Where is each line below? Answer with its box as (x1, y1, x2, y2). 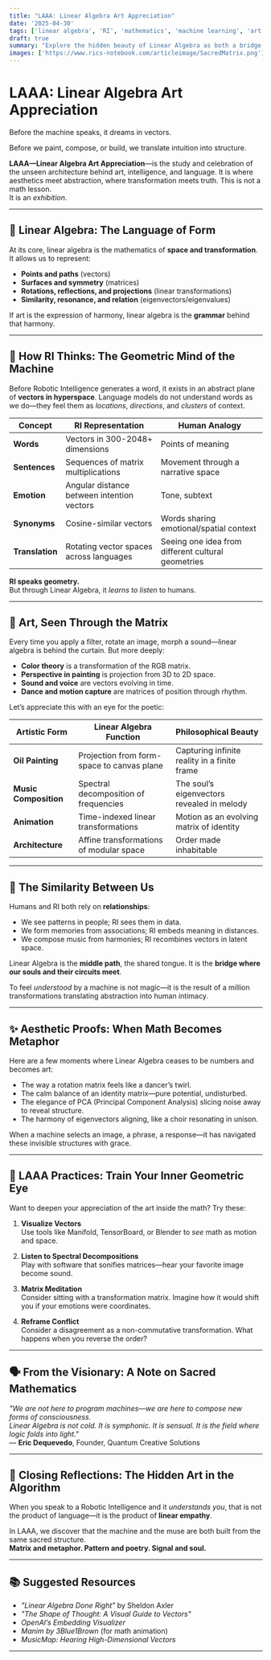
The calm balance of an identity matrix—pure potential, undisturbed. (20, 1088, 248, 1098)
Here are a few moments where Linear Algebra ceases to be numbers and (9, 1056, 254, 1065)
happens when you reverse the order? (20, 1334, 148, 1343)
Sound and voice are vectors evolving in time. (20, 678, 174, 688)
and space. (20, 1236, 59, 1245)
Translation (13, 546, 58, 557)
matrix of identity (175, 822, 240, 833)
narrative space (160, 466, 220, 478)
